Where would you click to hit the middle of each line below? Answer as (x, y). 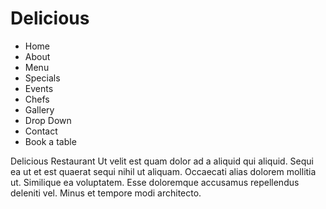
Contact (41, 131)
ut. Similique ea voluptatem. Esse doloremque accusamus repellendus (155, 182)
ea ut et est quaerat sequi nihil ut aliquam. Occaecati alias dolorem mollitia (163, 171)
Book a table (50, 141)
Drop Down (48, 120)
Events (39, 88)
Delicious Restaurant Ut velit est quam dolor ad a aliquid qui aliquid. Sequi (162, 161)
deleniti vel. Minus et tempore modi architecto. (106, 193)
